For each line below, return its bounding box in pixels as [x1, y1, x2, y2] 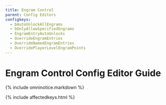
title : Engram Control [5, 7, 54, 13]
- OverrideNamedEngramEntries [10, 41, 74, 46]
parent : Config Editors [5, 12, 56, 17]
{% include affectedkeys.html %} [5, 94, 75, 100]
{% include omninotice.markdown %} [5, 84, 85, 90]
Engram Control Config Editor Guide [5, 67, 161, 79]
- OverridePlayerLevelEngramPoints [10, 45, 86, 50]
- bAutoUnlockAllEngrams [10, 21, 63, 27]
